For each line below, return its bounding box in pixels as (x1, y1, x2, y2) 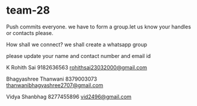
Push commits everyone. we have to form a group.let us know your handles (6, 23, 192, 30)
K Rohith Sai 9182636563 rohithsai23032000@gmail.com (6, 63, 148, 71)
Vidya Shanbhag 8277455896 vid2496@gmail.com (6, 93, 132, 100)
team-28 (6, 4, 51, 17)
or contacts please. (6, 29, 54, 36)
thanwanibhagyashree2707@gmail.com (6, 81, 104, 89)
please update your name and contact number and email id (6, 52, 151, 59)
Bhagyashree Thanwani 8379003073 (6, 75, 97, 82)
